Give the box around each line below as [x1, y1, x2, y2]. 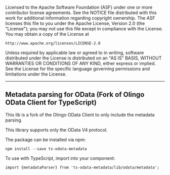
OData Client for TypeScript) [5, 98, 97, 107]
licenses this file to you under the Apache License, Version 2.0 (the [5, 20, 145, 26]
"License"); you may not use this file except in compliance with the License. [5, 26, 163, 32]
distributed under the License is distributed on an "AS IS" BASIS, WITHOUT [5, 55, 162, 61]
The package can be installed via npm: [5, 136, 86, 143]
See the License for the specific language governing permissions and [5, 66, 150, 72]
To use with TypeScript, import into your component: [5, 155, 115, 161]
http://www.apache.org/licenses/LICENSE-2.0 [5, 41, 101, 46]
